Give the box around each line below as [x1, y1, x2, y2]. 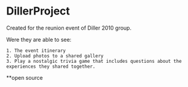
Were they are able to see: [6, 36, 72, 43]
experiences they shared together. [6, 63, 96, 69]
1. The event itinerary [6, 47, 66, 54]
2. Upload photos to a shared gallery [6, 53, 104, 59]
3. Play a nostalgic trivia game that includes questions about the [6, 58, 182, 64]
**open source [6, 74, 43, 81]
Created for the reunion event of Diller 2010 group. [6, 24, 131, 31]
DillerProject [6, 4, 70, 18]
